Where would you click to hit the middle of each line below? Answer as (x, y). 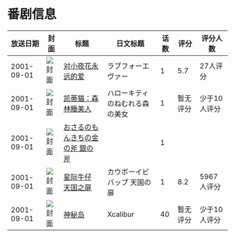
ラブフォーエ (128, 66)
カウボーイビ (128, 171)
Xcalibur (121, 214)
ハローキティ (128, 93)
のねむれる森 (128, 104)
